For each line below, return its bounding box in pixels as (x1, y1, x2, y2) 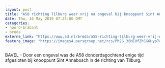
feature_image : (5, 39, 36, 44)
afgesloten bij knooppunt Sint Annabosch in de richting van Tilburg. (5, 57, 141, 63)
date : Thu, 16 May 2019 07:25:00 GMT (5, 16, 82, 21)
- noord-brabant (5, 25, 38, 30)
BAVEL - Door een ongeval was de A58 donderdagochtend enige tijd (5, 52, 144, 58)
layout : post (5, 7, 32, 12)
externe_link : (5, 34, 34, 39)
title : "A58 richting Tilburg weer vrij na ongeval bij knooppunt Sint (5, 12, 155, 17)
